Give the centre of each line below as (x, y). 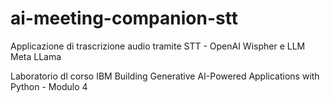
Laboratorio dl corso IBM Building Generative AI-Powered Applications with (165, 76)
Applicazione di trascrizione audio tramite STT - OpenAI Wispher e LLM (158, 46)
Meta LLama (36, 56)
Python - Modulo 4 (49, 86)
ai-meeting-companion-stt (124, 18)
